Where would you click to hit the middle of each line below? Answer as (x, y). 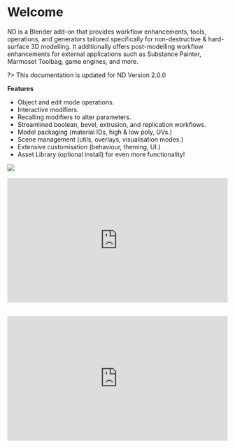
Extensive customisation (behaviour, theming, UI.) (89, 147)
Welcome (35, 12)
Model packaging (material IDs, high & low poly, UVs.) (95, 132)
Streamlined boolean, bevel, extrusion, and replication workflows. (112, 124)
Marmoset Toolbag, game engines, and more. (73, 61)
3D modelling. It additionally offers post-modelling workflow (117, 46)
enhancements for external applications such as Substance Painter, (104, 54)
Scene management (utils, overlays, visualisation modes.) (100, 139)
